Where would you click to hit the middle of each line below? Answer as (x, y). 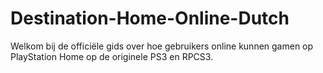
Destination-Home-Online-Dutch (150, 18)
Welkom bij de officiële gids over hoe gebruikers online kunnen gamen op (162, 46)
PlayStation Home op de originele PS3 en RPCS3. (112, 56)
